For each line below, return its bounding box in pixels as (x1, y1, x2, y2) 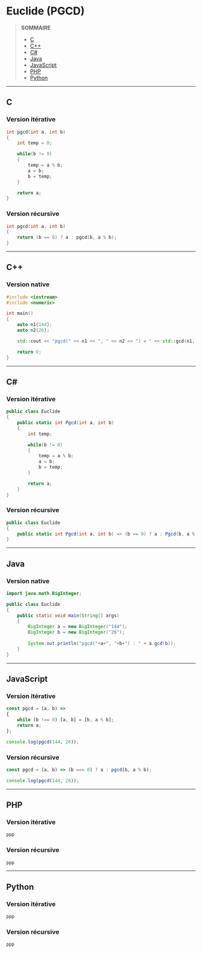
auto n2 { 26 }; (17, 327, 50, 333)
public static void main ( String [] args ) (17, 612, 120, 618)
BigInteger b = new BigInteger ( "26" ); (28, 629, 125, 635)
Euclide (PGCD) (6, 4, 85, 18)
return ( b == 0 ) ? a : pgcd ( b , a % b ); (17, 235, 117, 241)
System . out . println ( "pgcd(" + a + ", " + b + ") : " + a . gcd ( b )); (28, 641, 176, 647)
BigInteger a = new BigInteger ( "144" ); (28, 624, 128, 630)
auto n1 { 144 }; (17, 322, 52, 328)
